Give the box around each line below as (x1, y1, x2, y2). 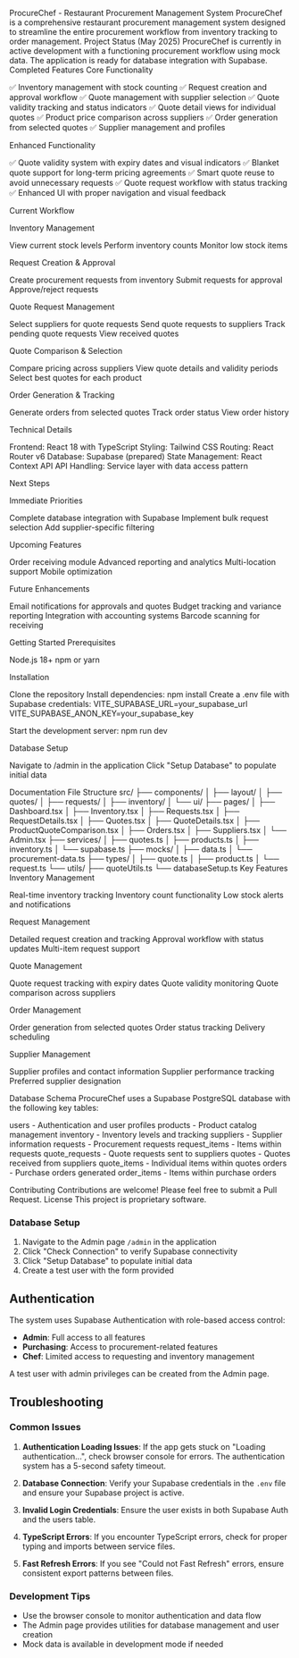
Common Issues (9, 1421, 82, 1434)
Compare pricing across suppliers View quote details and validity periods (9, 363, 278, 374)
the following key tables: (9, 1103, 99, 1113)
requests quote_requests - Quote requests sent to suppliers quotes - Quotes (9, 1149, 291, 1158)
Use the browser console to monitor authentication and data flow (21, 1611, 262, 1621)
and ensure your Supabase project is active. (21, 1487, 185, 1498)
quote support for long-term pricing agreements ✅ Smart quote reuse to (9, 167, 275, 178)
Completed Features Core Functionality (9, 64, 154, 75)
